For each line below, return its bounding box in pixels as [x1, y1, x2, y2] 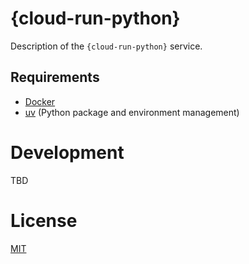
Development [10, 141, 125, 164]
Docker [24, 95, 56, 107]
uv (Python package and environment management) [24, 106, 240, 118]
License [10, 209, 78, 232]
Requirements [10, 69, 100, 86]
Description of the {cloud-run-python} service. [10, 40, 203, 52]
